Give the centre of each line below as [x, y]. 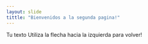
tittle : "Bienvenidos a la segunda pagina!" [63, 17]
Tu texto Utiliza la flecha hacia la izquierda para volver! [74, 34]
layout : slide [24, 12]
